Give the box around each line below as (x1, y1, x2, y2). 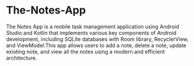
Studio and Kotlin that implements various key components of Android (6, 29, 177, 36)
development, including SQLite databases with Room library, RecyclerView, (6, 35, 189, 42)
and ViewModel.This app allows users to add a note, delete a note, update (6, 42, 187, 49)
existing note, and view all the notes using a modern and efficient (6, 48, 165, 55)
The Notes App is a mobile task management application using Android (6, 23, 179, 30)
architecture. (6, 54, 37, 61)
